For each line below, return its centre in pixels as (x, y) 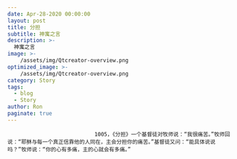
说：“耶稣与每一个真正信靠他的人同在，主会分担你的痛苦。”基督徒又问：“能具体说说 (111, 142)
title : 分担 (24, 27)
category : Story (31, 80)
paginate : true (30, 113)
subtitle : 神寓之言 (34, 34)
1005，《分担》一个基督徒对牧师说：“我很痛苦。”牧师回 (162, 134)
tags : (15, 87)
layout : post (27, 21)
